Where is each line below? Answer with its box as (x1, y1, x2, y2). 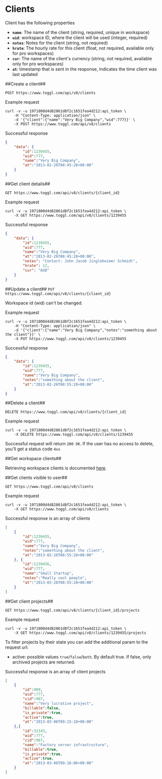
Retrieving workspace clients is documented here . (5, 465, 107, 471)
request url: (5, 644, 29, 650)
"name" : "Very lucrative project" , (23, 701, 94, 706)
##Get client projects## (5, 598, 53, 604)
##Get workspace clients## (5, 456, 62, 462)
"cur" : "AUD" (23, 268, 50, 273)
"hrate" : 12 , (23, 263, 50, 269)
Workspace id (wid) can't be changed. (5, 300, 83, 306)
